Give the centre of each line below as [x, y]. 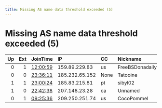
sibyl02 [126, 82]
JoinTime [42, 59]
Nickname [129, 59]
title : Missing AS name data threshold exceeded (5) [59, 9]
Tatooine [127, 75]
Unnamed [128, 91]
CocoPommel [133, 98]
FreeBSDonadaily [137, 67]
